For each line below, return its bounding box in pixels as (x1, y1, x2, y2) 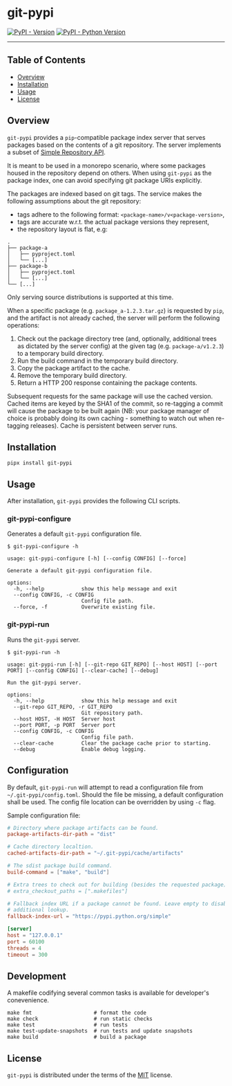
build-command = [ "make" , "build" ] (7, 869, 110, 876)
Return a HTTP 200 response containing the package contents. (17, 379, 198, 387)
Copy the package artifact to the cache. (17, 363, 131, 372)
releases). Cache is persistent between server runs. (30, 421, 177, 430)
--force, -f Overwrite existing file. (13, 604, 156, 610)
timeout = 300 (7, 951, 48, 958)
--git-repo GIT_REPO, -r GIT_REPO (13, 703, 113, 710)
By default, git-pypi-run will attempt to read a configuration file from (7, 783, 204, 791)
